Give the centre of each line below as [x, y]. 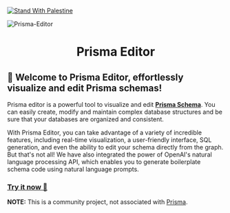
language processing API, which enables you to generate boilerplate [104, 162]
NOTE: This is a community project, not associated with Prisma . [97, 202]
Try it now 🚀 [28, 187]
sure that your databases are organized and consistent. [85, 119]
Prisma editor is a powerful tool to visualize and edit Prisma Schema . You [111, 104]
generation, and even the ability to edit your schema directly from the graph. [115, 147]
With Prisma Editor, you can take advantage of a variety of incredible [104, 132]
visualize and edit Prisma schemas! [85, 88]
